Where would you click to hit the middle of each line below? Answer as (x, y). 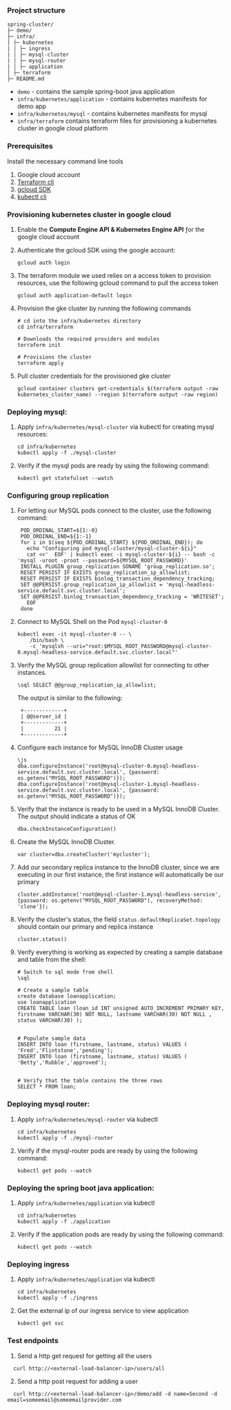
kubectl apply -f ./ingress (57, 1298)
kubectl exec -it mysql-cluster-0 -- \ (74, 634)
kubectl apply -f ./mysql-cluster (67, 453)
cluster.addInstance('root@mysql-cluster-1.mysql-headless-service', (119, 895)
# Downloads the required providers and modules (88, 339)
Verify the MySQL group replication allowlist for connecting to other (113, 665)
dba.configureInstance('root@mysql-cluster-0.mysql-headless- (108, 766)
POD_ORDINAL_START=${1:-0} (59, 531)
